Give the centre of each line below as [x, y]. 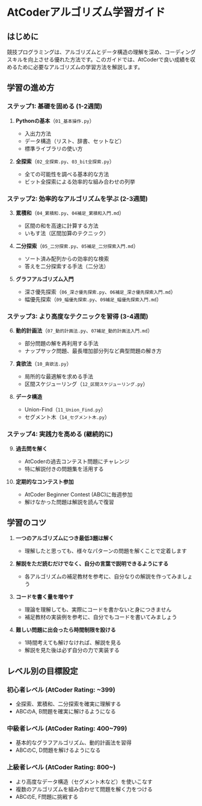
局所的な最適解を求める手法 [59, 377]
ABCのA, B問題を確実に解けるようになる [66, 712]
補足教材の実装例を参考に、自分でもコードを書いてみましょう [101, 617]
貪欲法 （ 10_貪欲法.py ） [44, 364]
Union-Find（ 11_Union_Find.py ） [65, 410]
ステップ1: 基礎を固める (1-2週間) [55, 106]
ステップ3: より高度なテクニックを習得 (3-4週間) [78, 316]
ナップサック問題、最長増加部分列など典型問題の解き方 [93, 351]
